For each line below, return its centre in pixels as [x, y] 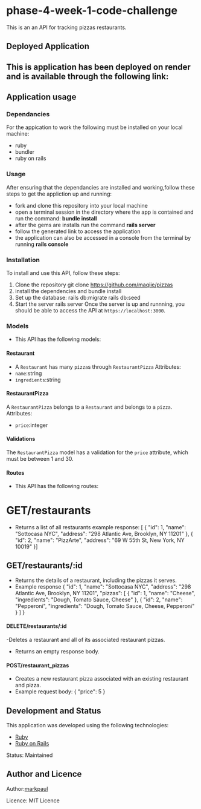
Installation [23, 260]
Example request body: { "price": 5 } [60, 692]
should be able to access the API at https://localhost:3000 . [90, 310]
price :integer [31, 425]
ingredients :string [38, 380]
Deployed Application [48, 46]
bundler [25, 152]
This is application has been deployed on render [99, 67]
